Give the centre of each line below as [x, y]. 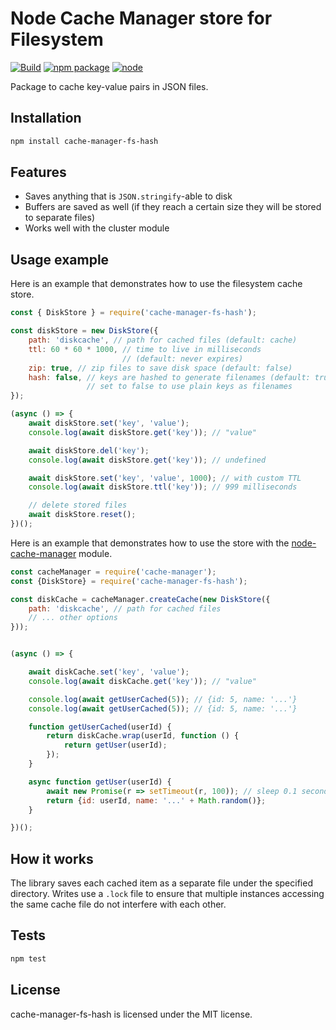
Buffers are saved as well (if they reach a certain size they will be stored [173, 207]
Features [38, 172]
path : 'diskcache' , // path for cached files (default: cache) [163, 340]
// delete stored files [78, 505]
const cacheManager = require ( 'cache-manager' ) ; [113, 572]
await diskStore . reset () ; [82, 515]
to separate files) [59, 218]
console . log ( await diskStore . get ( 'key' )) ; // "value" [142, 432]
